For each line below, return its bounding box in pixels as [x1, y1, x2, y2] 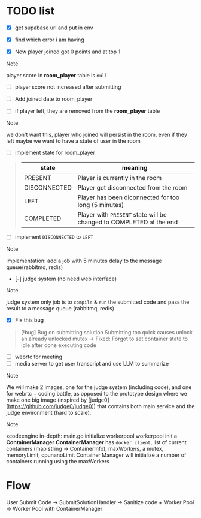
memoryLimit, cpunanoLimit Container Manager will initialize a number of [6, 451, 187, 459]
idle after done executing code [20, 341, 97, 349]
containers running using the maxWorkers [6, 457, 109, 465]
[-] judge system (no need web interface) [14, 275, 117, 283]
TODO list [6, 4, 55, 18]
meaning [121, 164, 148, 172]
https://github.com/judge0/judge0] [8, 402, 94, 409]
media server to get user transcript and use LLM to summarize [14, 360, 169, 367]
